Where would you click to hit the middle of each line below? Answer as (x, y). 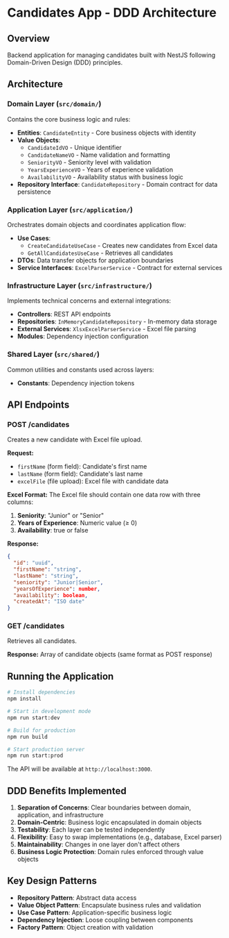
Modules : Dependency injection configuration (83, 336)
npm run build (28, 737)
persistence (34, 192)
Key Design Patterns (52, 881)
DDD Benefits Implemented (67, 790)
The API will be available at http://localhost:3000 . (80, 769)
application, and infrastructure (60, 815)
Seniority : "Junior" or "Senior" (61, 516)
